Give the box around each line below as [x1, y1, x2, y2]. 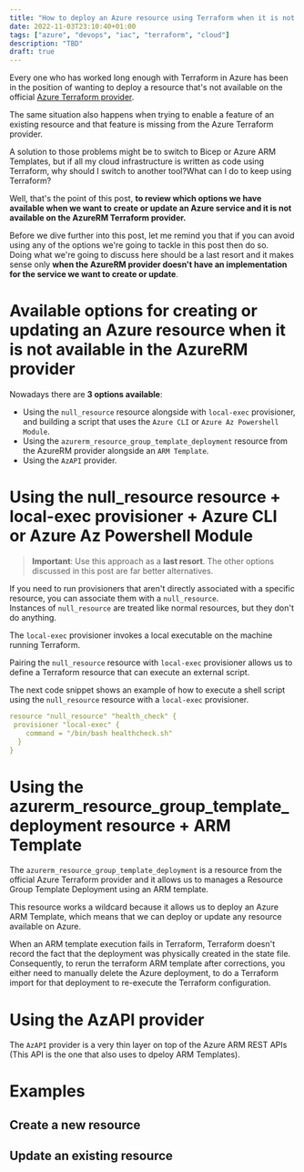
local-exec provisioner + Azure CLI [9, 507, 278, 527]
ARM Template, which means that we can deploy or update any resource [9, 911, 282, 922]
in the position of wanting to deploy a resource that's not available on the [9, 82, 283, 93]
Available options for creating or [9, 301, 258, 322]
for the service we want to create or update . [9, 269, 179, 280]
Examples [9, 1081, 86, 1102]
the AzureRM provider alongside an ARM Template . [22, 446, 209, 457]
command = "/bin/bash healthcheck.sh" [25, 728, 173, 738]
